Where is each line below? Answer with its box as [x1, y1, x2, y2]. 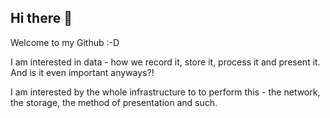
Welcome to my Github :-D [10, 36, 120, 48]
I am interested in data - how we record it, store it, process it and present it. [10, 56, 321, 68]
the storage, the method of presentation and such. [10, 96, 218, 108]
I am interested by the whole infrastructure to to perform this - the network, [10, 86, 321, 98]
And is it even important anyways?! [10, 66, 155, 78]
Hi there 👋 [10, 10, 73, 27]
